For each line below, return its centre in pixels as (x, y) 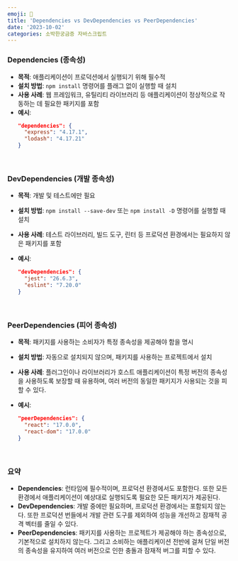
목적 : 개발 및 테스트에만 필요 (56, 195)
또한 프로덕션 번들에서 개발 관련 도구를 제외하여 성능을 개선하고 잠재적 (124, 515)
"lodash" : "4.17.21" (55, 139)
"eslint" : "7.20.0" (53, 285)
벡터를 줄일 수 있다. (52, 523)
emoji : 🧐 (20, 14)
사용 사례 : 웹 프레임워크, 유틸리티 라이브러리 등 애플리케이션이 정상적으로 (118, 94)
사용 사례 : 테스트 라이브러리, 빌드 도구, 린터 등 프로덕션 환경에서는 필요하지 (120, 234)
